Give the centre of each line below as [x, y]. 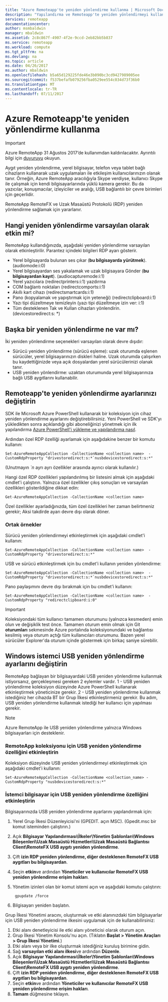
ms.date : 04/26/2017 [27, 66]
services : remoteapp [27, 19]
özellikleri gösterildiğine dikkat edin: [42, 487]
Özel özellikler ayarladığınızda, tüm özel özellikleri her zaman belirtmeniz [80, 506]
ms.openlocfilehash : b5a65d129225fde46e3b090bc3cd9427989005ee [72, 75]
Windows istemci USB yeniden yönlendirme [75, 656]
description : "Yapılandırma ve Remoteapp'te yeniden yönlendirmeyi [77, 15]
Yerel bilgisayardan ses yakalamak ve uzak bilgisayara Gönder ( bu [80, 271]
